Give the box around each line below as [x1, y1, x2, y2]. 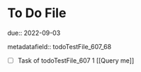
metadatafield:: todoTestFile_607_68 [7, 42, 112, 51]
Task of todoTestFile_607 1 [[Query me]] [17, 56, 135, 65]
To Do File [7, 5, 67, 21]
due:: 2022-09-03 [7, 29, 61, 37]
